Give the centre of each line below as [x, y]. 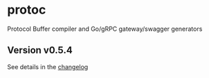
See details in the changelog [48, 66]
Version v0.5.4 [40, 50]
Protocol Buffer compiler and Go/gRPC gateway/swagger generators [105, 29]
